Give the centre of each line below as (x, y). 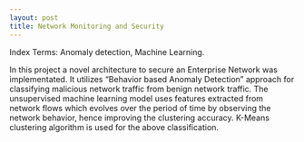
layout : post (34, 18)
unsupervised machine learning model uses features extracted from (137, 98)
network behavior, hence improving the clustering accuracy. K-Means (140, 118)
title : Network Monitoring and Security (87, 26)
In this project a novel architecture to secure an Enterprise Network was (144, 70)
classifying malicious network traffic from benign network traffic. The (139, 89)
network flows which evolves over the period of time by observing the (140, 108)
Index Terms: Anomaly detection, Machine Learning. (107, 52)
